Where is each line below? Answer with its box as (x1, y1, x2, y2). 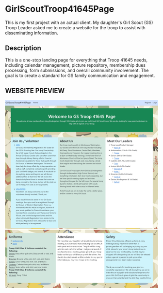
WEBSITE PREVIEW (5, 87, 65, 95)
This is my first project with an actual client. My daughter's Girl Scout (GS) (5, 20, 153, 25)
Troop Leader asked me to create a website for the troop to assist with (5, 24, 146, 30)
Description (5, 44, 41, 52)
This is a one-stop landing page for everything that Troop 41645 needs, (5, 57, 148, 63)
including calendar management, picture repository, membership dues (5, 62, 146, 68)
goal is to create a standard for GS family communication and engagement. (5, 72, 155, 78)
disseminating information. (5, 30, 58, 36)
